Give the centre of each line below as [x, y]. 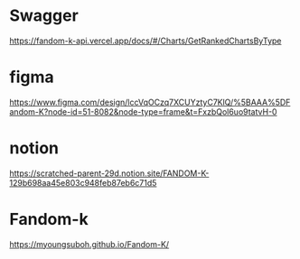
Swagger [44, 16]
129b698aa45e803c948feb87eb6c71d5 [83, 182]
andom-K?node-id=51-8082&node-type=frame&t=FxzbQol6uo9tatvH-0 [143, 111]
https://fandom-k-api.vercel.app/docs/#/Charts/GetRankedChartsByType [145, 41]
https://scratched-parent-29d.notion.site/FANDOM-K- [109, 173]
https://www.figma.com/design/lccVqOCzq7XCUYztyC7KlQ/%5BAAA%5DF [150, 102]
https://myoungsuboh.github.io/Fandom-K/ [89, 244]
